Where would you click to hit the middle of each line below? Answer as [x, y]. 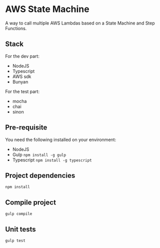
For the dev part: [22, 56]
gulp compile [19, 214]
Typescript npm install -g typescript [52, 160]
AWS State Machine [47, 9]
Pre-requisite [26, 128]
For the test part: [22, 91]
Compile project [31, 202]
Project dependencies [40, 175]
